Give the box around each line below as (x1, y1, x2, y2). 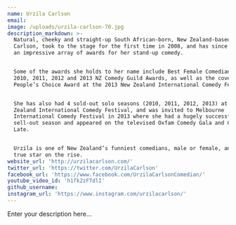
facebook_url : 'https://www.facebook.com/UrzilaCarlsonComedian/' (7, 171, 206, 178)
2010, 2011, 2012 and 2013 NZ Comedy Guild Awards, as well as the (13, 74, 216, 81)
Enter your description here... (7, 210, 92, 218)
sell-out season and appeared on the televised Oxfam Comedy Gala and (13, 120, 225, 127)
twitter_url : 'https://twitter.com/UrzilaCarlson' (7, 164, 159, 172)
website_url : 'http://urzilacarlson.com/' (7, 158, 133, 165)
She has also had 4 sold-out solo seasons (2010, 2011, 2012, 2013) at (13, 100, 228, 107)
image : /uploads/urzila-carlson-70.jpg (7, 23, 124, 30)
